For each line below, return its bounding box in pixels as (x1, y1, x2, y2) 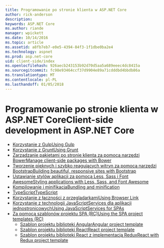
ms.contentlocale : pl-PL (5, 77, 57, 82)
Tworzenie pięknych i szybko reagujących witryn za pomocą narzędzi (12, 162, 157, 168)
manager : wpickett (5, 31, 44, 36)
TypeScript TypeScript (12, 189, 58, 195)
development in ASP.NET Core (5, 125, 134, 136)
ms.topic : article (5, 40, 44, 45)
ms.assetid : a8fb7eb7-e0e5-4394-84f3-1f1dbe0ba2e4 (5, 45, 113, 50)
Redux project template (20, 237, 69, 243)
